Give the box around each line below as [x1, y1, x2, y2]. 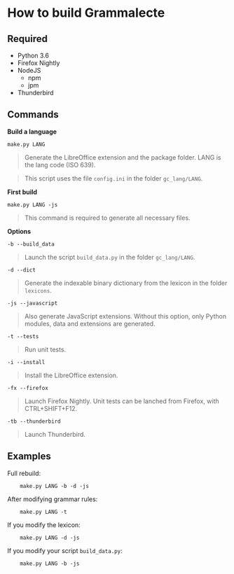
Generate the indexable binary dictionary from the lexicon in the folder [24, 279, 228, 287]
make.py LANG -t [20, 508, 68, 515]
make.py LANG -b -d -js [20, 482, 90, 489]
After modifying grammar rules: [7, 495, 98, 503]
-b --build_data [7, 240, 55, 248]
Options [7, 227, 32, 235]
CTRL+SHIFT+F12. [24, 404, 78, 412]
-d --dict [7, 266, 36, 274]
